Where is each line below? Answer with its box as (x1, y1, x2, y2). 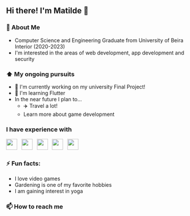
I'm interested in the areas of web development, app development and (14, 49, 185, 56)
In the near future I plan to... (14, 95, 82, 102)
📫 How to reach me (6, 203, 63, 211)
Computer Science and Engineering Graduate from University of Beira (14, 36, 184, 44)
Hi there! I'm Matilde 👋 (6, 6, 89, 16)
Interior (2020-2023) (14, 43, 66, 50)
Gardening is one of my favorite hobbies (14, 181, 112, 188)
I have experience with (6, 125, 72, 133)
